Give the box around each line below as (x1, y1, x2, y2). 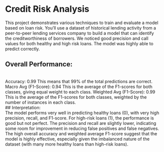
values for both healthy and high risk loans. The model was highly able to (5, 40, 154, 46)
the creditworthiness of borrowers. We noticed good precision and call (5, 35, 149, 41)
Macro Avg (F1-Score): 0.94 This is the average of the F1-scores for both (5, 84, 153, 90)
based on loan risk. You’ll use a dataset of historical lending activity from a (5, 25, 156, 30)
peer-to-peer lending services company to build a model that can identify (5, 30, 154, 36)
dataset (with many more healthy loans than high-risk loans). (5, 141, 129, 147)
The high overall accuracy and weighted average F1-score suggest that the (5, 130, 158, 136)
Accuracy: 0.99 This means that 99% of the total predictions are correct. (5, 78, 153, 84)
